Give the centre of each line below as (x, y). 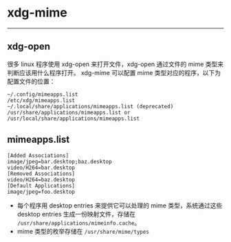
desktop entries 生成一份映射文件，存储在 (76, 214)
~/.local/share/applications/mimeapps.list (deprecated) (90, 106)
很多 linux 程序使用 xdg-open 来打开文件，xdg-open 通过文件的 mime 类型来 (115, 64)
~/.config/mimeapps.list (43, 94)
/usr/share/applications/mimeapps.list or (69, 112)
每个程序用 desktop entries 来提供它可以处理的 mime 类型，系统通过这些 (120, 205)
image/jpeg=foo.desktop (41, 192)
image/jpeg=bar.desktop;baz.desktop (59, 161)
